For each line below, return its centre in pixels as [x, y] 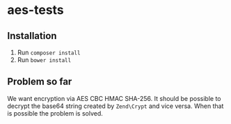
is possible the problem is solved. [55, 113]
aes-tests [35, 10]
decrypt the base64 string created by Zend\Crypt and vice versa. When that [115, 106]
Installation [32, 36]
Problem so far [40, 82]
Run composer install [49, 52]
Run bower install [44, 60]
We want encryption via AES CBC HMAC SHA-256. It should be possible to [114, 98]
